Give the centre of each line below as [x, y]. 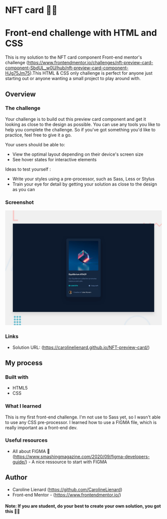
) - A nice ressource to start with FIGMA [66, 462]
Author [16, 477]
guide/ [19, 462]
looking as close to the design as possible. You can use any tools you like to [83, 124]
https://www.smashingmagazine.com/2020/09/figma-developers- [82, 456]
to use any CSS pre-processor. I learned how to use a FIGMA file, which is [81, 422]
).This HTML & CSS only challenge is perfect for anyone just [91, 73]
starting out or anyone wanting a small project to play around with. [73, 79]
